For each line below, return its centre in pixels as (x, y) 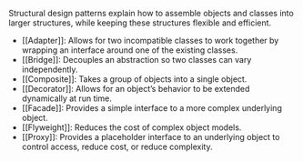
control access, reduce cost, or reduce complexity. (117, 146)
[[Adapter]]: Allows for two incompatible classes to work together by (150, 40)
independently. (50, 69)
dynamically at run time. (67, 98)
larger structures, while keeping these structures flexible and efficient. (140, 23)
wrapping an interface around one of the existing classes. (130, 50)
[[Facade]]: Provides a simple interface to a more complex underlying (152, 108)
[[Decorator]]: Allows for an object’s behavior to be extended (136, 89)
